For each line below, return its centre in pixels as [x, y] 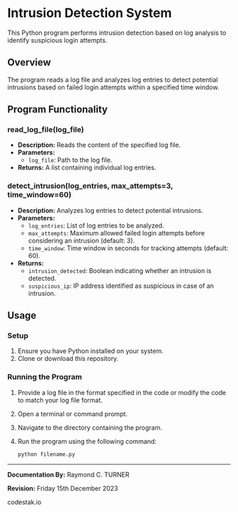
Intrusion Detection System [90, 13]
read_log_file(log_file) [46, 130]
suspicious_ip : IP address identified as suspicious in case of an [121, 286]
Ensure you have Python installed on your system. [91, 351]
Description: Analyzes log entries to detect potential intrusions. [110, 210]
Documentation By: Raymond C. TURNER [68, 474]
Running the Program [45, 377]
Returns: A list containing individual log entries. [87, 167]
